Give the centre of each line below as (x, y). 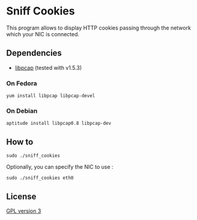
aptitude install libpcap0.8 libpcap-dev (59, 124)
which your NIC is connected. (43, 34)
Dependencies (34, 53)
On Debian (22, 111)
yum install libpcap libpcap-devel (51, 96)
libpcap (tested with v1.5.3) (48, 68)
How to (20, 142)
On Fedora (22, 83)
